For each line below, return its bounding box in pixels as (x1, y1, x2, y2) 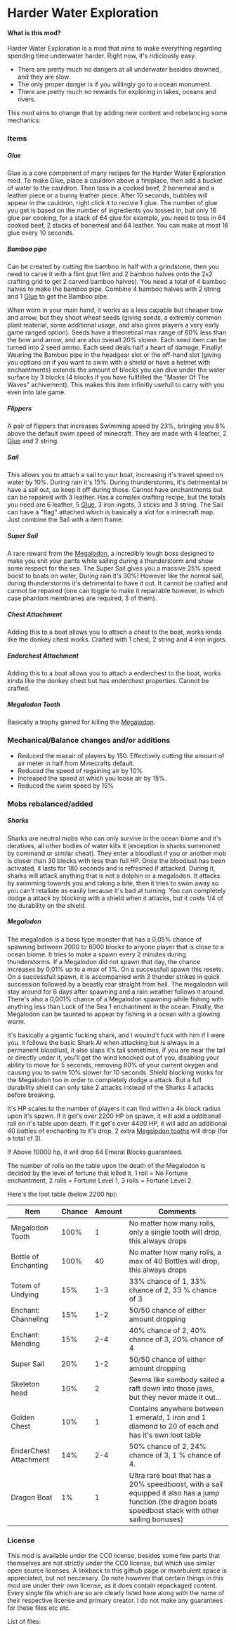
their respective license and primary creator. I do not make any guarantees (7, 1596, 223, 1604)
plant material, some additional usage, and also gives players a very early (7, 321, 220, 330)
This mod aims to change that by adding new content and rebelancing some (7, 109, 228, 117)
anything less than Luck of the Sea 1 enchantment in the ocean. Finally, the (7, 1002, 224, 1011)
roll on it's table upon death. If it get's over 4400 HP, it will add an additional (7, 1119, 227, 1127)
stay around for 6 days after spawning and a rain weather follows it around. (7, 987, 225, 996)
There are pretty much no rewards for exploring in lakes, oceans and (17, 88, 216, 96)
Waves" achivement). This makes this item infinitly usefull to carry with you (7, 381, 225, 389)
